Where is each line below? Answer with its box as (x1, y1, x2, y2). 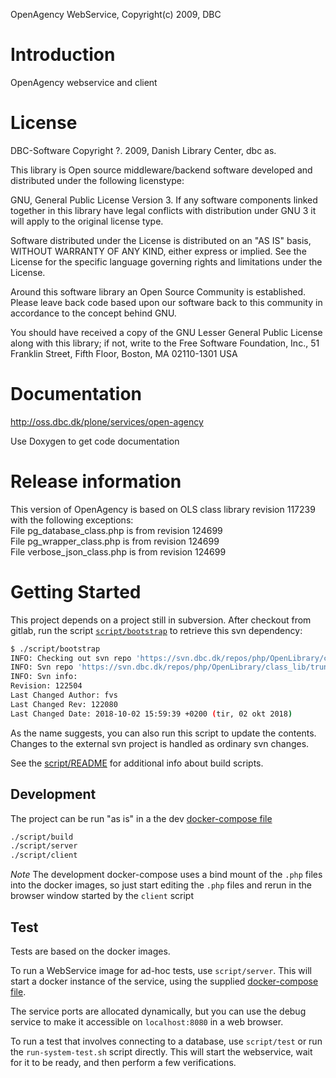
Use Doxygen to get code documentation (10, 435, 180, 447)
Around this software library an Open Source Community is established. (10, 285, 307, 298)
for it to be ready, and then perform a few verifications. (10, 1056, 237, 1068)
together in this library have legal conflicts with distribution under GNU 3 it (10, 204, 317, 216)
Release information (10, 470, 182, 493)
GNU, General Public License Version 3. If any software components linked (10, 194, 318, 206)
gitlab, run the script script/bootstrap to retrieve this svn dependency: (10, 624, 303, 636)
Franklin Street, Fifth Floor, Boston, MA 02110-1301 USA (10, 347, 238, 359)
